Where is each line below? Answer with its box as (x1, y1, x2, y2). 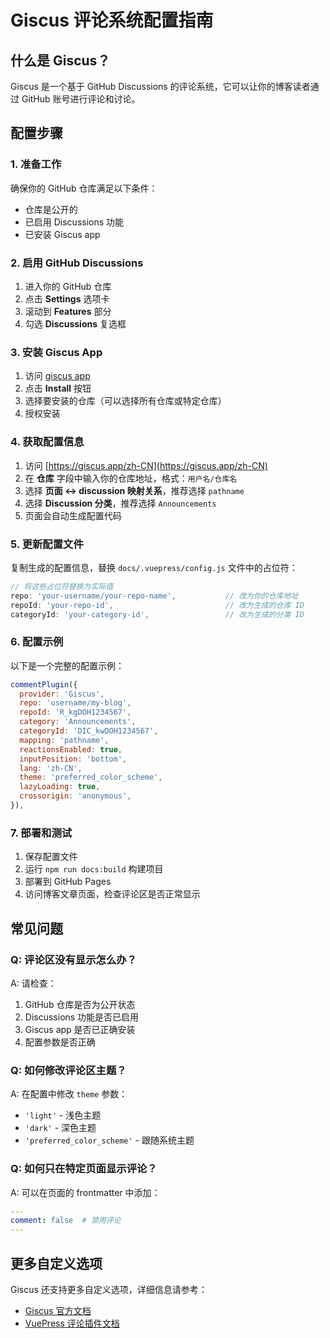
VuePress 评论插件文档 (24, 1317, 120, 1329)
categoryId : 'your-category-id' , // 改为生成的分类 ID (10, 609, 305, 620)
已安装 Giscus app (24, 228, 101, 240)
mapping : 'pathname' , (19, 735, 110, 745)
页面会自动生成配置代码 (24, 509, 122, 521)
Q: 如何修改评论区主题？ (10, 1063, 127, 1077)
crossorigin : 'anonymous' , (19, 791, 132, 801)
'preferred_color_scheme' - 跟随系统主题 (24, 1134, 195, 1146)
